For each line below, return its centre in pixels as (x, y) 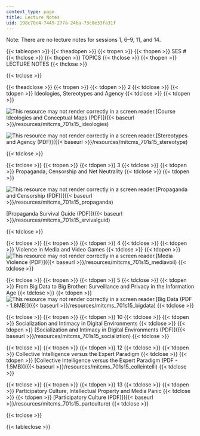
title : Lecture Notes (33, 17)
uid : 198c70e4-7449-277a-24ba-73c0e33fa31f (61, 23)
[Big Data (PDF (174, 299)
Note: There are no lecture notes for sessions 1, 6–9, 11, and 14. (84, 40)
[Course (166, 112)
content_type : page (30, 12)
